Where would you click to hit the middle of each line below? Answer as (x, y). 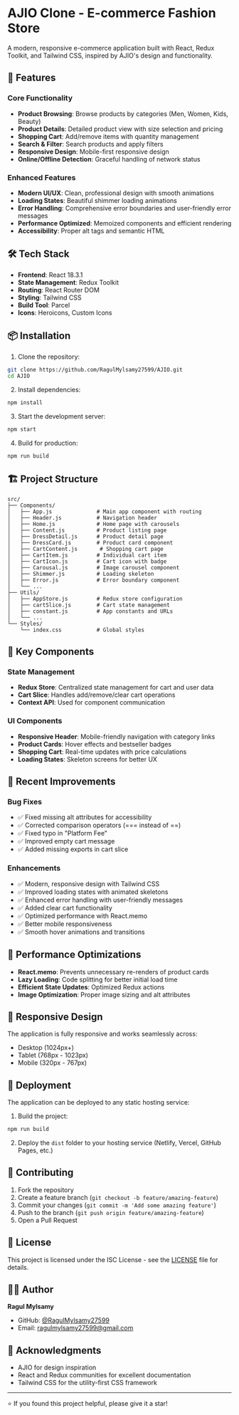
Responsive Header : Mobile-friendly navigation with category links (116, 736)
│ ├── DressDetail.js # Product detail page (85, 536)
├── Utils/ (23, 592)
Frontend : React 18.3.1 (50, 275)
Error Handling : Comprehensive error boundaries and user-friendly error (124, 208)
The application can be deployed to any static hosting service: (99, 1103)
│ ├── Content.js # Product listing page (87, 530)
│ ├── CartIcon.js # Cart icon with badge (87, 561)
